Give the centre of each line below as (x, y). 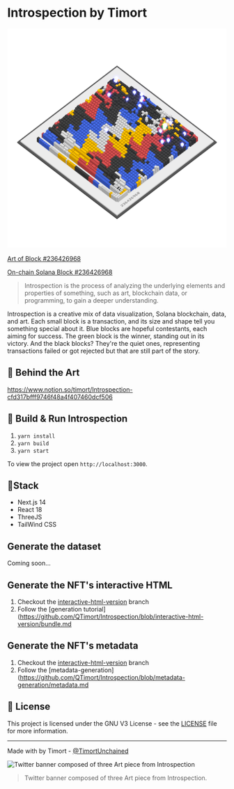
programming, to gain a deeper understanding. (91, 300)
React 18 (30, 510)
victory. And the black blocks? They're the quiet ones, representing (104, 343)
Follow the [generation (49, 609)
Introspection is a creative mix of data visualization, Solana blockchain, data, (117, 314)
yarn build (33, 443)
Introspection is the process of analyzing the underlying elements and (124, 285)
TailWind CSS (37, 525)
